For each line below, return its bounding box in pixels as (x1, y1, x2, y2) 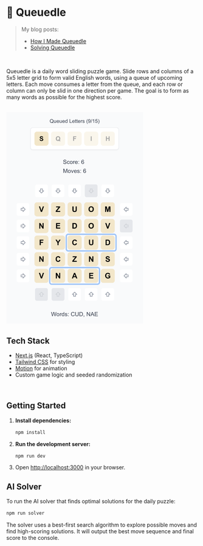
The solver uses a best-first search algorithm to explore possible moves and (6, 521, 198, 529)
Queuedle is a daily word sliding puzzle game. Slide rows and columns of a (6, 67, 194, 75)
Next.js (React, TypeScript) (15, 352, 83, 359)
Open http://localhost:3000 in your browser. (15, 464, 126, 471)
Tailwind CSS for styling (15, 358, 75, 365)
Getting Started (6, 400, 66, 411)
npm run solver (6, 510, 45, 517)
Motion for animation (15, 364, 68, 372)
